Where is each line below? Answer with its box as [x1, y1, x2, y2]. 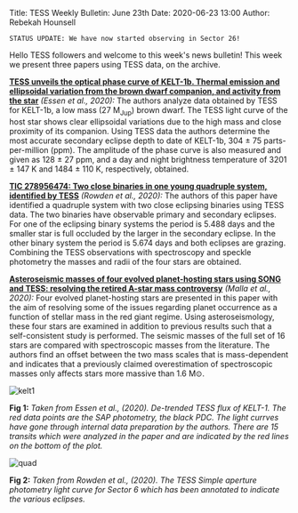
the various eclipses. [9, 493, 86, 504]
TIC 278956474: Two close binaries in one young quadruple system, [9, 180, 268, 191]
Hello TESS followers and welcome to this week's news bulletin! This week [9, 50, 283, 60]
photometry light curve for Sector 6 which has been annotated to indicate [9, 484, 280, 494]
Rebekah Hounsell [9, 17, 77, 28]
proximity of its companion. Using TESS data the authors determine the [9, 125, 270, 136]
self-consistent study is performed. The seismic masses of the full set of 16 [9, 330, 286, 341]
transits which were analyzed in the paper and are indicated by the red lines [9, 430, 289, 441]
